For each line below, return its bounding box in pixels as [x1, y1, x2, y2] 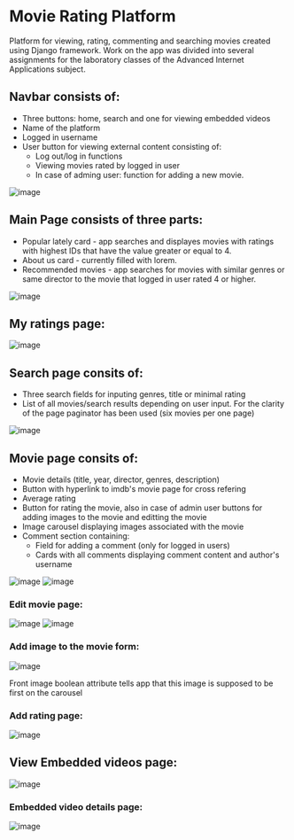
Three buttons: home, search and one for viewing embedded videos [21, 113, 271, 123]
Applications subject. [9, 64, 86, 74]
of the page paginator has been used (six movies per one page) [21, 408, 255, 418]
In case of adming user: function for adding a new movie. [35, 169, 244, 180]
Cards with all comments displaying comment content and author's [35, 549, 280, 560]
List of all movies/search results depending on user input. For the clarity [21, 399, 285, 409]
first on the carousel [9, 687, 82, 697]
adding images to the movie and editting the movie [21, 512, 207, 522]
